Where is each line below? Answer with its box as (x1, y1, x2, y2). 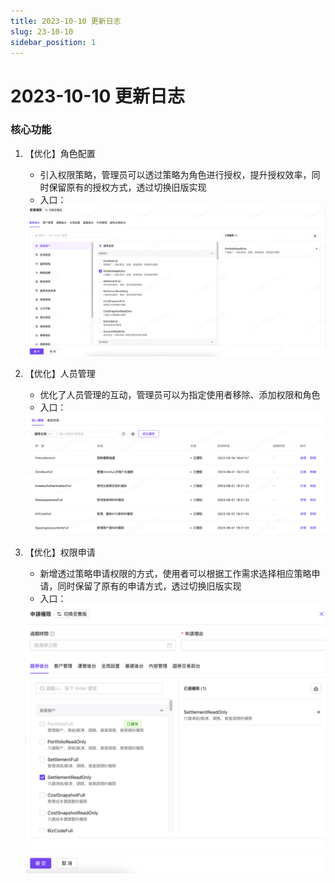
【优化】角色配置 (24, 147, 96, 159)
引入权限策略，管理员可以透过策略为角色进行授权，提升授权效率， (39, 168, 312, 180)
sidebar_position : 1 (10, 37, 97, 47)
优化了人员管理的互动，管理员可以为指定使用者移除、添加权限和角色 (39, 389, 321, 401)
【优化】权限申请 (24, 546, 96, 558)
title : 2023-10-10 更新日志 (10, 16, 122, 26)
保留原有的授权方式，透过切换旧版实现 (48, 181, 207, 193)
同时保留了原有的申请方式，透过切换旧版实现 (57, 580, 242, 592)
